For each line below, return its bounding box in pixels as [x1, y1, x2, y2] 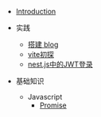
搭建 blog [27, 40, 59, 49]
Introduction [15, 7, 56, 16]
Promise [39, 100, 67, 110]
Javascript [27, 92, 63, 101]
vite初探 [27, 50, 54, 58]
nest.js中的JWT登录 [27, 59, 93, 69]
